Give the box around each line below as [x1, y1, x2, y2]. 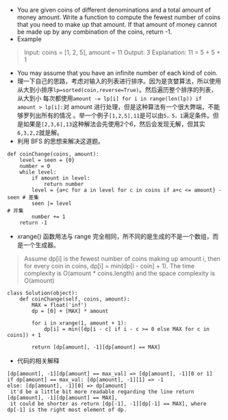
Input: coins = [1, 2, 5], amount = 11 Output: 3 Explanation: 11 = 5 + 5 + [23, 48, 221, 56]
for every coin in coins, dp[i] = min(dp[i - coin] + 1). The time [23, 262, 195, 270]
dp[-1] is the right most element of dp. [7, 406, 127, 413]
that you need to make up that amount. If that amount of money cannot [16, 21, 217, 28]
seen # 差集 [7, 194, 39, 201]
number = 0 [19, 163, 51, 170]
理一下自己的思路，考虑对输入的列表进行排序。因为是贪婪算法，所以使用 [16, 77, 221, 85]
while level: [19, 169, 57, 176]
